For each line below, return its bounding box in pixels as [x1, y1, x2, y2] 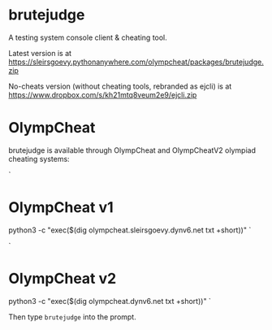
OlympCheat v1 [8, 198, 114, 217]
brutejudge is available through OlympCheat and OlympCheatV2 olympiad [8, 145, 256, 155]
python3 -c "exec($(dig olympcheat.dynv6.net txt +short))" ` [8, 296, 211, 306]
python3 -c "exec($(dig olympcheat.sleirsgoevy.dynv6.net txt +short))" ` [8, 225, 252, 235]
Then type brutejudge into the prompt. [8, 311, 136, 322]
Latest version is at [8, 48, 71, 58]
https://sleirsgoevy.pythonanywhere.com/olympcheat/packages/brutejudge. [8, 57, 264, 67]
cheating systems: [8, 154, 71, 163]
